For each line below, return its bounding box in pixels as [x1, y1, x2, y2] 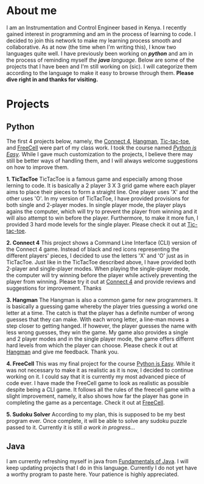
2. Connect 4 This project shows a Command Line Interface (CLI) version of [6, 239, 197, 246]
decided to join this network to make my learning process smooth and [6, 37, 181, 44]
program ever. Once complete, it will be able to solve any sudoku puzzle [6, 417, 188, 424]
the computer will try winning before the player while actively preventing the [6, 271, 197, 278]
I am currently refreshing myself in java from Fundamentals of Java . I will [6, 457, 189, 464]
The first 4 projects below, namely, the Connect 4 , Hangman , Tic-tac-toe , [6, 137, 191, 145]
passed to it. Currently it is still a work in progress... [6, 424, 136, 431]
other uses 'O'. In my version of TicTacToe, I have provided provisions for [6, 195, 189, 202]
